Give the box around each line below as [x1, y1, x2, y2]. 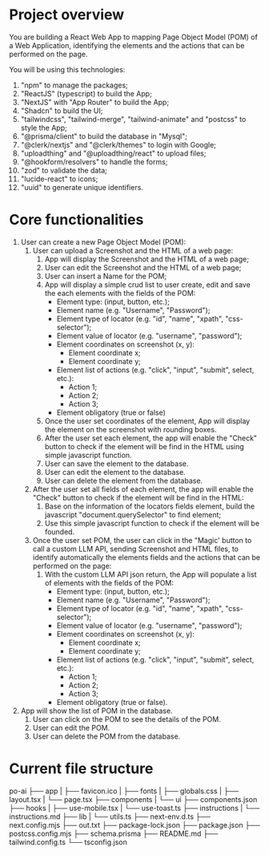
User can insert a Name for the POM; [44, 271, 167, 281]
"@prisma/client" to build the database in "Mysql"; [20, 131, 187, 141]
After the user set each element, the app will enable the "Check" [44, 433, 258, 443]
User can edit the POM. [32, 723, 110, 732]
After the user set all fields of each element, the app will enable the [32, 484, 255, 494]
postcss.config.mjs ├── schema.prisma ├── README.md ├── [9, 829, 219, 838]
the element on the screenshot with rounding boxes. [44, 424, 217, 434]
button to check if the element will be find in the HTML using [44, 441, 245, 451]
